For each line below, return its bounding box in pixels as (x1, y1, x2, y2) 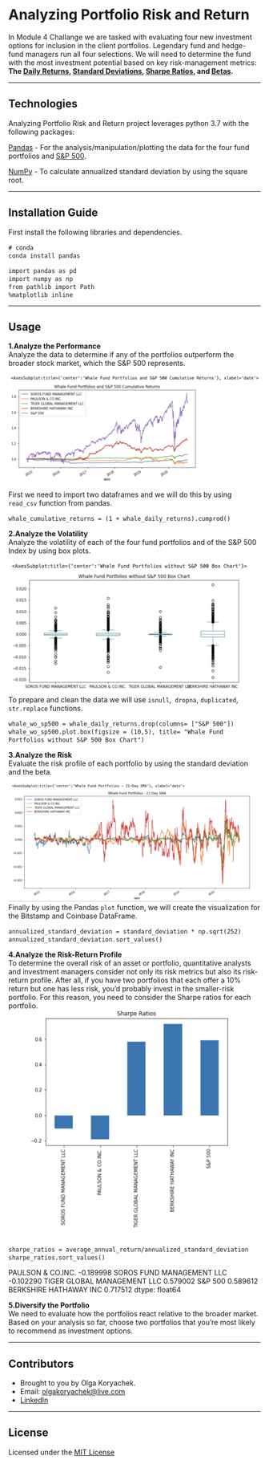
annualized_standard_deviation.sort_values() (8, 936, 163, 944)
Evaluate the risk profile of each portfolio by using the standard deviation (8, 758, 249, 768)
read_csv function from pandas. (8, 498, 113, 507)
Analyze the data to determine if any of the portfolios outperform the (8, 350, 235, 360)
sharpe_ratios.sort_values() (8, 1254, 106, 1262)
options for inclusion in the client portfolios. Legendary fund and (8, 40, 220, 50)
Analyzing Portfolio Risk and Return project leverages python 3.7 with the (8, 118, 250, 128)
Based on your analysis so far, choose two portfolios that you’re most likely (8, 1318, 256, 1328)
